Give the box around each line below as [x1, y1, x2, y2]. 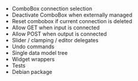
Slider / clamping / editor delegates [11, 37, 99, 43]
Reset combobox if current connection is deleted [11, 18, 133, 24]
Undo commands [11, 43, 55, 50]
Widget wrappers [11, 56, 55, 63]
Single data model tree [11, 49, 68, 56]
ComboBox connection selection [11, 5, 93, 12]
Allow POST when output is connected [11, 30, 108, 38]
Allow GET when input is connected [11, 24, 100, 31]
